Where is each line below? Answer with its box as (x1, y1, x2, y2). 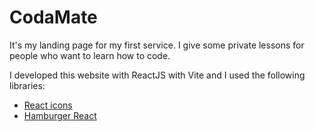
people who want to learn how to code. (9, 49, 171, 61)
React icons (23, 99, 73, 111)
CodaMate (9, 6, 98, 29)
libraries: (9, 79, 46, 91)
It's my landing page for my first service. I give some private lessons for (9, 39, 305, 51)
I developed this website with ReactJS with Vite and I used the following (9, 69, 306, 81)
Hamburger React (23, 109, 97, 121)
